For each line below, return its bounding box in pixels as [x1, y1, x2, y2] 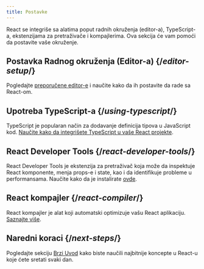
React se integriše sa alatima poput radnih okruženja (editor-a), [6, 26, 165, 33]
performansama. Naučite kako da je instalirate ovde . [6, 175, 137, 183]
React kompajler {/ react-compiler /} [6, 193, 144, 203]
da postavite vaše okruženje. [6, 38, 79, 46]
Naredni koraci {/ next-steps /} [6, 233, 122, 243]
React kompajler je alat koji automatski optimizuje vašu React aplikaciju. [6, 209, 186, 216]
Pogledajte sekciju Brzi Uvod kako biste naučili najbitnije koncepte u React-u [6, 249, 198, 256]
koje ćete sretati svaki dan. [6, 256, 74, 263]
